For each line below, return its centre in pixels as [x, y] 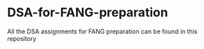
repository [22, 38]
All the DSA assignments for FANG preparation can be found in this [102, 31]
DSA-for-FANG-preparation [87, 13]
